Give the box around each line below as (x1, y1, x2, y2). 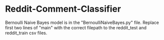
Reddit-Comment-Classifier (5, 3, 121, 15)
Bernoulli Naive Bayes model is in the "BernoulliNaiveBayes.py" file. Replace (5, 20, 159, 25)
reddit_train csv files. (5, 30, 48, 36)
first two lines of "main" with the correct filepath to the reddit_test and (5, 24, 147, 30)
